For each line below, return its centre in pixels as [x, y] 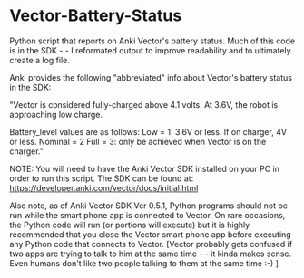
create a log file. [40, 60]
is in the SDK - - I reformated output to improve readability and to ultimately [151, 50]
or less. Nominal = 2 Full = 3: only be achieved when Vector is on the [138, 141]
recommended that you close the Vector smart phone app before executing [151, 234]
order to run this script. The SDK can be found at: [102, 178]
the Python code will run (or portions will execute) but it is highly [130, 225]
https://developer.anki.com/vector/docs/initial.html [104, 187]
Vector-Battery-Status [96, 16]
